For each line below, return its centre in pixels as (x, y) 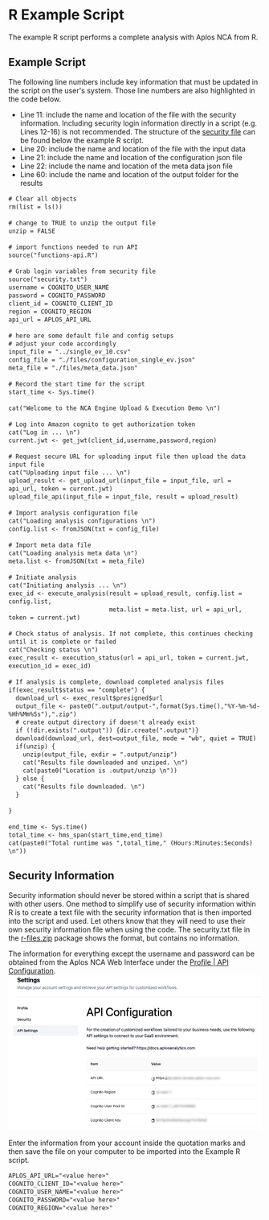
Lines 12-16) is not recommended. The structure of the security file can (137, 131)
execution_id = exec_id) (50, 666)
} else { (30, 779)
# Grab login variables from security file (82, 271)
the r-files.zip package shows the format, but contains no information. (124, 938)
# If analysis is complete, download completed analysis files (116, 682)
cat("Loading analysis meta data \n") (73, 553)
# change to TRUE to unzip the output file (82, 223)
